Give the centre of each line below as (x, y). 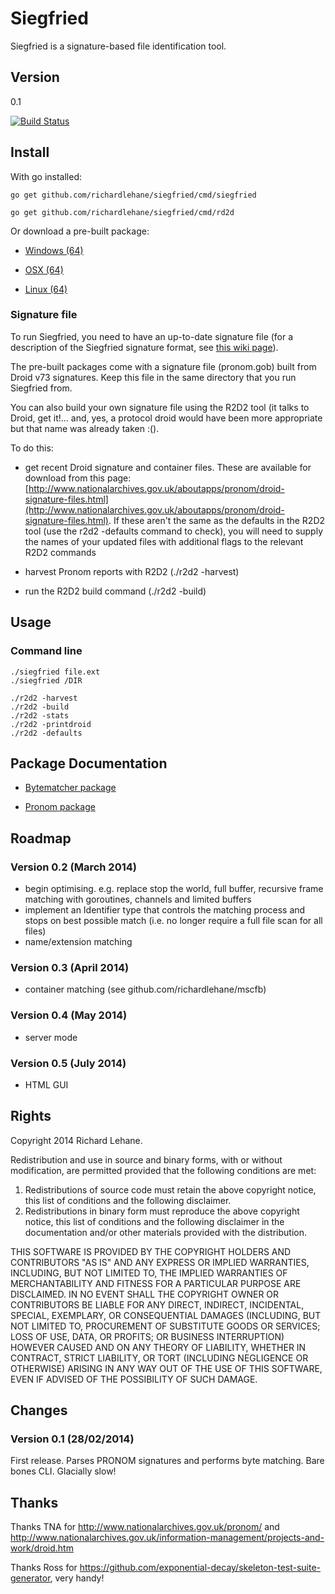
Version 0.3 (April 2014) (70, 967)
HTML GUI (46, 1084)
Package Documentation (89, 763)
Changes (39, 1410)
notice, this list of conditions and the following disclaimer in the (154, 1221)
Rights (31, 1116)
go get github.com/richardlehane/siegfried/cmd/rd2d (122, 212)
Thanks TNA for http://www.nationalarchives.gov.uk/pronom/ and (145, 1527)
